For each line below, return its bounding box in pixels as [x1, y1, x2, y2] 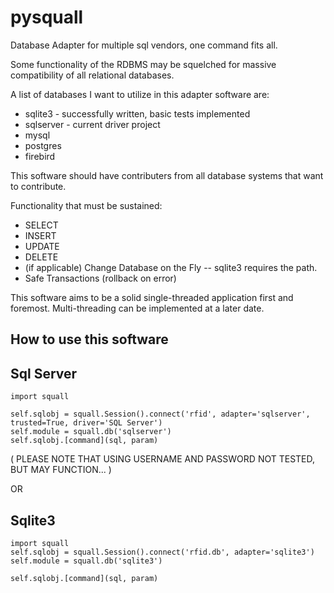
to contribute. [10, 180, 67, 192]
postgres [24, 139, 62, 151]
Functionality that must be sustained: [10, 199, 163, 211]
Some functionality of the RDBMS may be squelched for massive [10, 58, 277, 70]
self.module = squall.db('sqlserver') [10, 427, 172, 437]
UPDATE [24, 240, 60, 252]
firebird [24, 150, 56, 162]
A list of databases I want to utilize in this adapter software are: [10, 88, 270, 100]
